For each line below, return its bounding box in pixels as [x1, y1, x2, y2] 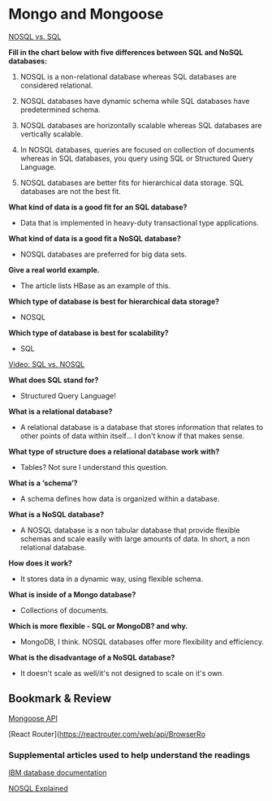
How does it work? [8, 558, 73, 568]
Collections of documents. [19, 605, 109, 615]
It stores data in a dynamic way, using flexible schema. [19, 574, 204, 584]
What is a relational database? [8, 407, 113, 416]
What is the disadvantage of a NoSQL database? [8, 652, 175, 662]
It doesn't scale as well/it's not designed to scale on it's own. [19, 668, 225, 678]
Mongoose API [8, 713, 58, 723]
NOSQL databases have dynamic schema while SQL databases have [19, 96, 250, 106]
